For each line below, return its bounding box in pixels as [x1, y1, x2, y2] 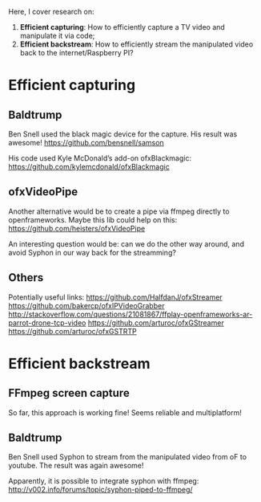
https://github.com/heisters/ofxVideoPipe [8, 223, 146, 233]
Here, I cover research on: [8, 7, 94, 16]
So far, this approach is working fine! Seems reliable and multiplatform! [8, 407, 242, 417]
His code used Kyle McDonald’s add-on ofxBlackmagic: [8, 153, 192, 163]
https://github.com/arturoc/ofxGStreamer [87, 317, 224, 328]
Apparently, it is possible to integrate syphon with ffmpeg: [8, 476, 199, 486]
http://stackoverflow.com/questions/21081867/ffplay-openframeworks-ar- [8, 309, 253, 319]
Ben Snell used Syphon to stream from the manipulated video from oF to [8, 452, 247, 462]
